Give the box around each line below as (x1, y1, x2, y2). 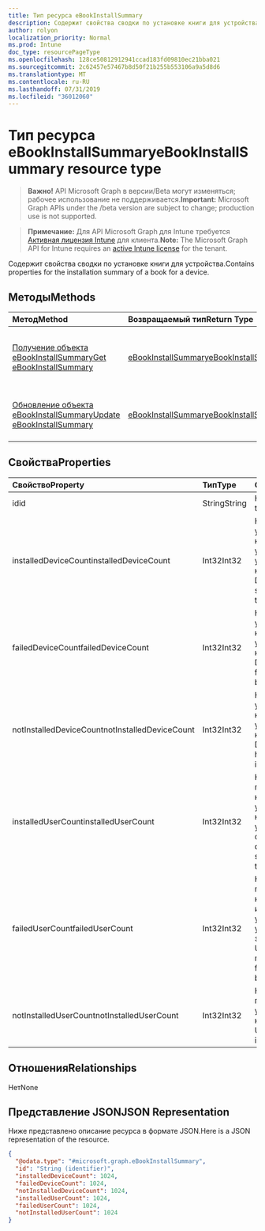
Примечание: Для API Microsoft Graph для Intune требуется (27, 227, 230, 237)
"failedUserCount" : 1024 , (15, 1202, 101, 1210)
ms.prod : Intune (8, 41, 62, 49)
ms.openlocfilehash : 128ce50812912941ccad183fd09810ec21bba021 (8, 56, 221, 64)
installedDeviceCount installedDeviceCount (12, 555, 171, 566)
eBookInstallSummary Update (12, 409, 121, 420)
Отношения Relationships (8, 1062, 137, 1075)
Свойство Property (12, 479, 85, 491)
